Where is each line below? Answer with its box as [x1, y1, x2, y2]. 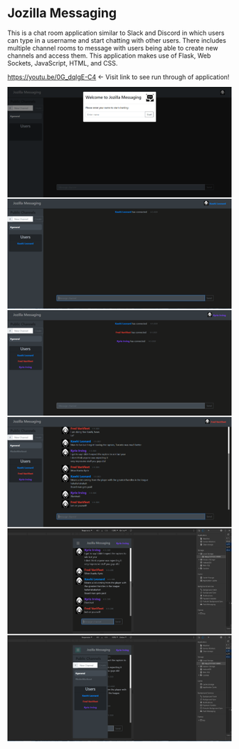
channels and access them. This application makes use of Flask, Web [7, 51, 211, 60]
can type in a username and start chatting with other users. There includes [7, 36, 226, 44]
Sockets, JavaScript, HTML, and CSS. [7, 58, 118, 67]
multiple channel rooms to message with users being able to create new [7, 43, 218, 52]
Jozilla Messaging [7, 5, 117, 21]
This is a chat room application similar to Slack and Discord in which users [7, 29, 225, 37]
